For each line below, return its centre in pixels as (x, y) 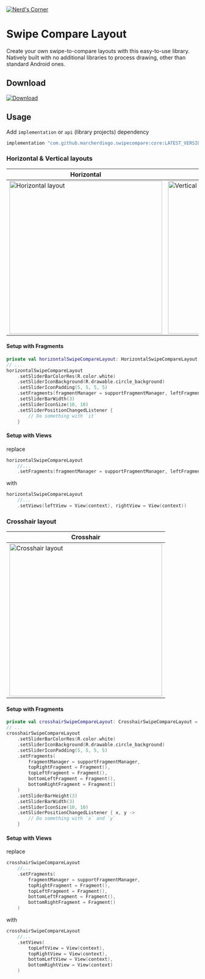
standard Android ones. (36, 64)
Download (26, 83)
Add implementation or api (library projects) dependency (78, 132)
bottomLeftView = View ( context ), (71, 959)
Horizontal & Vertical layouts (49, 159)
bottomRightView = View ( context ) (71, 965)
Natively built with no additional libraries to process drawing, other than (96, 57)
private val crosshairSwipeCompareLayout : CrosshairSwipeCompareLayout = (102, 722)
